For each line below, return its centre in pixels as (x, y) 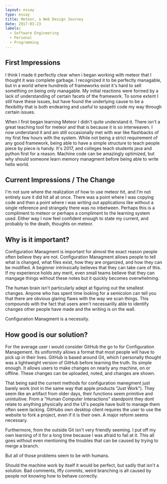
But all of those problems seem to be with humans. (57, 455)
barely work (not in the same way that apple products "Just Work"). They (80, 388)
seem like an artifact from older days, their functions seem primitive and (79, 394)
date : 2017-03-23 (23, 24)
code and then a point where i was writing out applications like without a (79, 203)
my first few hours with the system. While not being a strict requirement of (82, 138)
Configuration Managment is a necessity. (47, 319)
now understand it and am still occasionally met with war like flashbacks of (82, 132)
